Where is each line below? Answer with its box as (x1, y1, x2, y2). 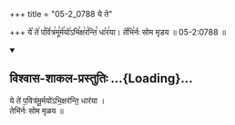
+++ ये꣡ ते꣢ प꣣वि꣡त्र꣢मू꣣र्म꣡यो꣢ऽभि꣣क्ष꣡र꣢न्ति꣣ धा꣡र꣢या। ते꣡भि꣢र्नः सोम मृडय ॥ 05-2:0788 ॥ (9, 27, 226, 37)
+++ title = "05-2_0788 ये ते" (9, 9, 113, 19)
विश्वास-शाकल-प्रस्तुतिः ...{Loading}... (9, 71, 193, 86)
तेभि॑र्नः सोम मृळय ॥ (9, 105, 64, 116)
